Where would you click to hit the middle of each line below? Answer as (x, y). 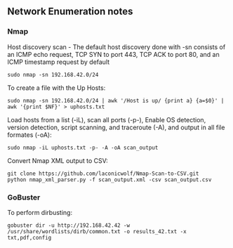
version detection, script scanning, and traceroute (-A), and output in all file (116, 127)
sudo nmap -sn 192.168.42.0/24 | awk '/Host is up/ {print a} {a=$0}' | (116, 100)
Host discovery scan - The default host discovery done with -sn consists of (116, 47)
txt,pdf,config (29, 237)
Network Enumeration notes (70, 12)
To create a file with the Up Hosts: (56, 88)
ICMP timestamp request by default (59, 62)
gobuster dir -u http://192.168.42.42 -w (69, 225)
